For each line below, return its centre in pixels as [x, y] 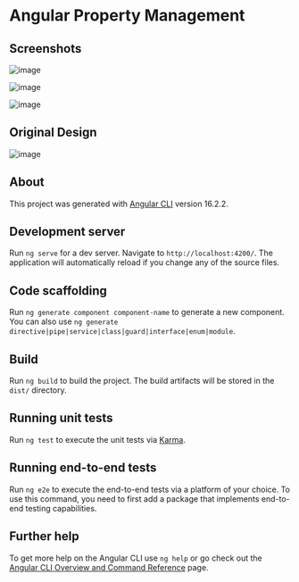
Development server [67, 232]
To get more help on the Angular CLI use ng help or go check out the [136, 558]
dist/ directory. [38, 390]
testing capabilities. [61, 508]
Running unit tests [61, 418]
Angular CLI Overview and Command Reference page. [109, 567]
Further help [45, 536]
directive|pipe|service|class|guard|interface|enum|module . [122, 331]
